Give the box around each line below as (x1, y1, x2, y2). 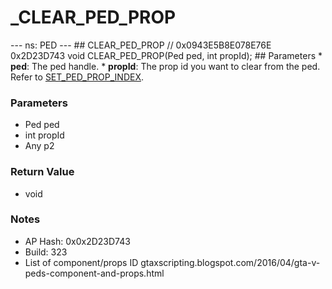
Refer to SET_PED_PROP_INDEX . (10, 71, 145, 83)
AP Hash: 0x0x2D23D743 (24, 235, 131, 247)
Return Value (10, 165, 75, 179)
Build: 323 (24, 246, 68, 258)
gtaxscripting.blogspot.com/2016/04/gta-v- (140, 256, 321, 268)
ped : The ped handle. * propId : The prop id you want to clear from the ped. (10, 60, 321, 72)
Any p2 (24, 140, 55, 152)
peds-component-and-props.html (24, 267, 165, 279)
